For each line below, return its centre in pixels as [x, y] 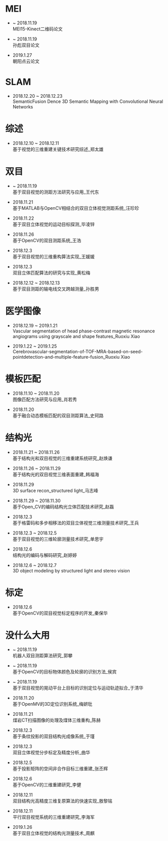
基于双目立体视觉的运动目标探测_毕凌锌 [54, 224]
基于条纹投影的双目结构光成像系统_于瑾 [54, 736]
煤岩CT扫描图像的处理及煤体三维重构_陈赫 [57, 720]
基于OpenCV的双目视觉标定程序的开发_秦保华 [60, 613]
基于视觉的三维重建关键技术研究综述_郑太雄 [58, 149]
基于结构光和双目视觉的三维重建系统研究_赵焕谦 [62, 458]
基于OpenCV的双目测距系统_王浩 [47, 240]
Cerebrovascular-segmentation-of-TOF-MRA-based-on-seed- [78, 351]
